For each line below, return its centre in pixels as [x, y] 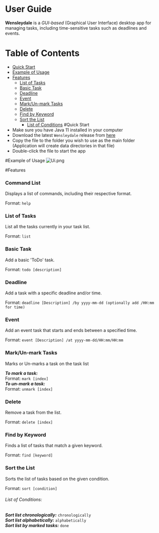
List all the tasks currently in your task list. [48, 227]
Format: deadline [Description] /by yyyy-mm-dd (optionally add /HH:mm [79, 303]
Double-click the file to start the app [49, 151]
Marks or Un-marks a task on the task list [47, 364]
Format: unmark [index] [29, 389]
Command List [23, 183]
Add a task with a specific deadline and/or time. [53, 293]
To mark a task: [21, 373]
